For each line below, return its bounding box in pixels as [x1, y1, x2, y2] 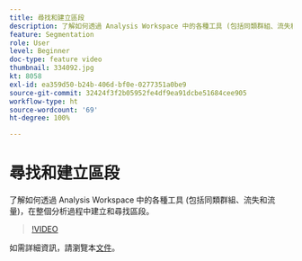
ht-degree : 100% [9, 113, 70, 122]
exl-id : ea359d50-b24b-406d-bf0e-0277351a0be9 [9, 80, 187, 89]
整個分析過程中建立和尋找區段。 [35, 206, 155, 217]
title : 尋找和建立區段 [9, 13, 85, 22]
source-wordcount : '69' [9, 105, 99, 114]
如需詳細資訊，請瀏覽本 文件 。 [9, 242, 120, 253]
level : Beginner [9, 47, 70, 56]
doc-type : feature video [9, 55, 102, 64]
